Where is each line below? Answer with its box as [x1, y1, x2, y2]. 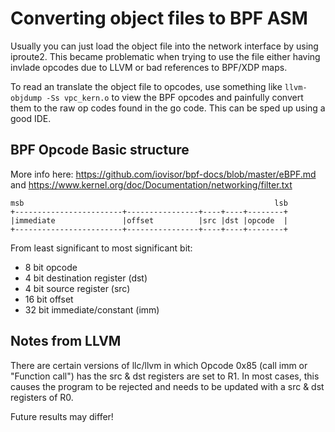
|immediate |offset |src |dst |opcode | [10, 215, 288, 226]
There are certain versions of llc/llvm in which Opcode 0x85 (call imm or [10, 359, 308, 371]
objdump [10, 93, 43, 103]
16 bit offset [24, 293, 74, 305]
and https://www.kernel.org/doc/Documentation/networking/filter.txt [10, 178, 293, 191]
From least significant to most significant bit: [10, 242, 193, 254]
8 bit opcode [24, 261, 78, 273]
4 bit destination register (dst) [24, 272, 148, 284]
